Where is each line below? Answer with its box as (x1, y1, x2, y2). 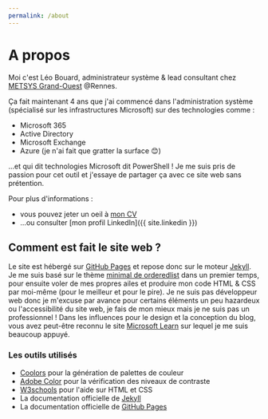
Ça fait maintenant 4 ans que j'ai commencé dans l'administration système (8, 97, 254, 106)
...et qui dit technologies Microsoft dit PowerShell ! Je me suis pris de (8, 161, 236, 171)
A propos (8, 45, 70, 64)
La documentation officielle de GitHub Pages (19, 401, 167, 411)
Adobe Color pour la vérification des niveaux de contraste (19, 376, 211, 385)
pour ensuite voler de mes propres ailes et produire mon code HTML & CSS (8, 279, 256, 288)
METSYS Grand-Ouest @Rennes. (8, 81, 118, 90)
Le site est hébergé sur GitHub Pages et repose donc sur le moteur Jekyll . (8, 262, 251, 271)
